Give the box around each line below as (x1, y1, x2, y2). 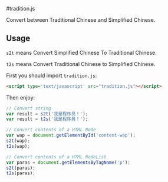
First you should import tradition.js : (6, 72, 97, 79)
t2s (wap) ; (6, 143, 31, 149)
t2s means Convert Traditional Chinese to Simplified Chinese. (6, 60, 156, 67)
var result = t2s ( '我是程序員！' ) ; (6, 116, 88, 123)
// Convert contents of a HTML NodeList (6, 154, 107, 160)
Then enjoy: (6, 94, 35, 101)
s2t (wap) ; (6, 138, 31, 144)
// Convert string (6, 105, 51, 111)
